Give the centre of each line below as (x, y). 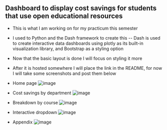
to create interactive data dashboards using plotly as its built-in (78, 43)
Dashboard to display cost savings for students (81, 8)
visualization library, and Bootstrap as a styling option (68, 48)
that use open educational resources (64, 16)
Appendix (22, 122)
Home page (25, 83)
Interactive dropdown (35, 112)
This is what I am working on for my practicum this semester (75, 28)
